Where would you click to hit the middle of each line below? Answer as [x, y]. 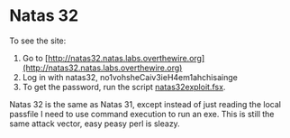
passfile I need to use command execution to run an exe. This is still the [142, 114]
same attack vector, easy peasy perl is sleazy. [95, 124]
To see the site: [38, 41]
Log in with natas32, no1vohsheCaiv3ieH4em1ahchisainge [130, 77]
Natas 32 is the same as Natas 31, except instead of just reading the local [145, 104]
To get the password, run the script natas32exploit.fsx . [124, 87]
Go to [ [35, 58]
